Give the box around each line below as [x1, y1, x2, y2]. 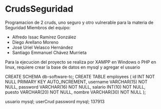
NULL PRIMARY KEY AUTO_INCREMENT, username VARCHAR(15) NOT [5, 79, 148, 85]
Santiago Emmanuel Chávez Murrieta [12, 50, 87, 55]
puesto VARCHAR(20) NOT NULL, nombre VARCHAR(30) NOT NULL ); [5, 89, 146, 95]
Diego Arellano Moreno [12, 39, 59, 45]
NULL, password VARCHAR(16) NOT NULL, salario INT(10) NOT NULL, [5, 84, 146, 90]
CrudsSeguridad [5, 3, 73, 15]
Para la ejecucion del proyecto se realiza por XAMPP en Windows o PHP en [5, 59, 157, 65]
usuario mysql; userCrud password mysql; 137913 [5, 98, 105, 104]
